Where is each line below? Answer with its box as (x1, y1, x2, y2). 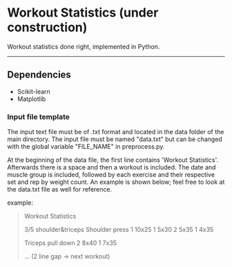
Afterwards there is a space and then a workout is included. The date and (7, 163, 216, 172)
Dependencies (7, 69, 71, 81)
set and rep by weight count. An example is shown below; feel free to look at (7, 178, 225, 186)
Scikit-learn (17, 87, 50, 95)
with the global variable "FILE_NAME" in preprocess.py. (7, 142, 165, 151)
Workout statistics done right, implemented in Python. (7, 42, 160, 50)
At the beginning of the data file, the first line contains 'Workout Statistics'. (7, 156, 219, 164)
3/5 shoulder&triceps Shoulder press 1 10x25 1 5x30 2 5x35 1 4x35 (23, 225, 214, 234)
